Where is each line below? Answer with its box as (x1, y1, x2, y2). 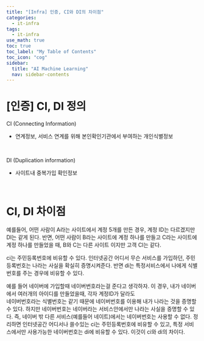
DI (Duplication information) (6, 157, 76, 164)
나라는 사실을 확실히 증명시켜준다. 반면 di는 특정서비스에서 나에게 (32, 262, 187, 269)
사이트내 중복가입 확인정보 (15, 169, 78, 177)
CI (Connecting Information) (6, 120, 77, 127)
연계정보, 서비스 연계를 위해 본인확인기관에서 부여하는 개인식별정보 (15, 132, 174, 140)
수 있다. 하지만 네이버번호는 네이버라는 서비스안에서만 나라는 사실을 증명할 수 (6, 306, 189, 313)
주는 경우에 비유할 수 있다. (22, 270, 85, 277)
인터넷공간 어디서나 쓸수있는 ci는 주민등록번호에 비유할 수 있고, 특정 (22, 321, 183, 328)
